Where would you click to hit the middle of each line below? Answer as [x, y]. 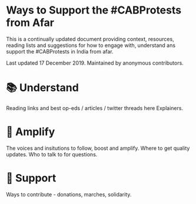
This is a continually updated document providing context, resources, [90, 39]
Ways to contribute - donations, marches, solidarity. [69, 194]
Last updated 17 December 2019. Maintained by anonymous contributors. [95, 63]
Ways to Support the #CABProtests [94, 10]
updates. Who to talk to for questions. [52, 154]
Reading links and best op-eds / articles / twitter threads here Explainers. [95, 108]
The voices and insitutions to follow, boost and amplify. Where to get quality [98, 148]
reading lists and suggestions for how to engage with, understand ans [91, 45]
